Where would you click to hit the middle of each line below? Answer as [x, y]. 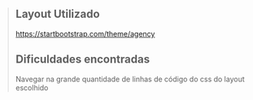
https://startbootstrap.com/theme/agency [85, 33]
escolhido [32, 87]
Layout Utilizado [57, 14]
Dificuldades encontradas [83, 60]
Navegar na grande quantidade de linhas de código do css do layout [130, 79]
